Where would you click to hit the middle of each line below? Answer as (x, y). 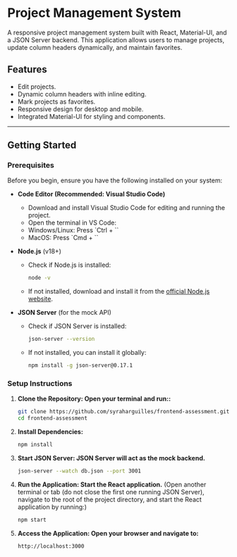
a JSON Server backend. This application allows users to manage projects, (116, 39)
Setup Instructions (40, 383)
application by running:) (52, 507)
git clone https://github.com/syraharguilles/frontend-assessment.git (123, 412)
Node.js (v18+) (39, 251)
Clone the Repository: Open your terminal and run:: (94, 399)
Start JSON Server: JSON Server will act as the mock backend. (111, 458)
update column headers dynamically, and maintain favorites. (95, 47)
